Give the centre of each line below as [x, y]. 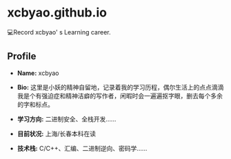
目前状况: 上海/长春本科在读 [57, 134]
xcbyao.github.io [57, 13]
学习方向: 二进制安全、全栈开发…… [67, 119]
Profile [22, 56]
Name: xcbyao [38, 73]
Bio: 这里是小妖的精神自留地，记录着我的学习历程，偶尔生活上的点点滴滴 [120, 87]
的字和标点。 [35, 104]
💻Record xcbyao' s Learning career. [59, 32]
